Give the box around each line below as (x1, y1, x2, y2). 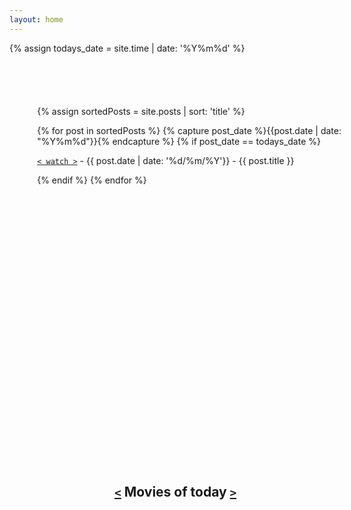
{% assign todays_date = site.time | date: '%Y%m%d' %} (9, 42, 246, 54)
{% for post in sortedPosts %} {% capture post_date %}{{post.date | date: (37, 124, 342, 136)
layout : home (9, 14, 64, 25)
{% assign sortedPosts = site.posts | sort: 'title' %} (37, 105, 246, 117)
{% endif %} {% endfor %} (37, 174, 147, 186)
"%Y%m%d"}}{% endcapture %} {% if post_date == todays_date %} (37, 135, 321, 147)
